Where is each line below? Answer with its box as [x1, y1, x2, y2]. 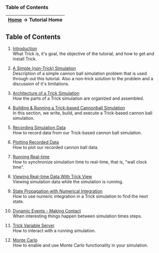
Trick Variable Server [12, 223, 55, 229]
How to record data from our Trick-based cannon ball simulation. [12, 130, 143, 136]
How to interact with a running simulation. [12, 228, 96, 234]
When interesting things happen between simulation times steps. [12, 213, 143, 219]
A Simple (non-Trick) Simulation [12, 65, 77, 72]
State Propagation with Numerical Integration [12, 188, 103, 194]
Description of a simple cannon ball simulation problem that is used [12, 71, 147, 76]
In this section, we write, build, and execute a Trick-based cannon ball [12, 110, 153, 116]
